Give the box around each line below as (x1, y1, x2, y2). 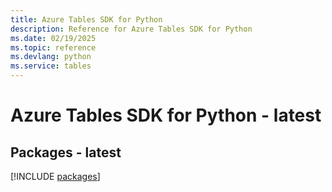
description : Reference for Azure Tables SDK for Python (10, 24, 253, 34)
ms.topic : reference (10, 42, 97, 53)
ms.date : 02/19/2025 (10, 33, 97, 43)
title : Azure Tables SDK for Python (10, 14, 163, 25)
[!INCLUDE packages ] (10, 171, 101, 182)
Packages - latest (10, 144, 122, 161)
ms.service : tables (10, 61, 92, 71)
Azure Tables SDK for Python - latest (10, 104, 322, 127)
